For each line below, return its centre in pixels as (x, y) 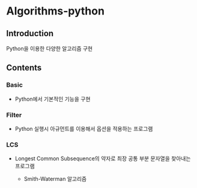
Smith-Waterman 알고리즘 (55, 179)
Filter (14, 114)
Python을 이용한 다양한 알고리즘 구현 (50, 49)
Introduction (30, 33)
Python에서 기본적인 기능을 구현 (53, 99)
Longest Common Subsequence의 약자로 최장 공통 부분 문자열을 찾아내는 (103, 158)
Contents (24, 68)
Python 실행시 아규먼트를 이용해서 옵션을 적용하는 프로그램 (84, 128)
